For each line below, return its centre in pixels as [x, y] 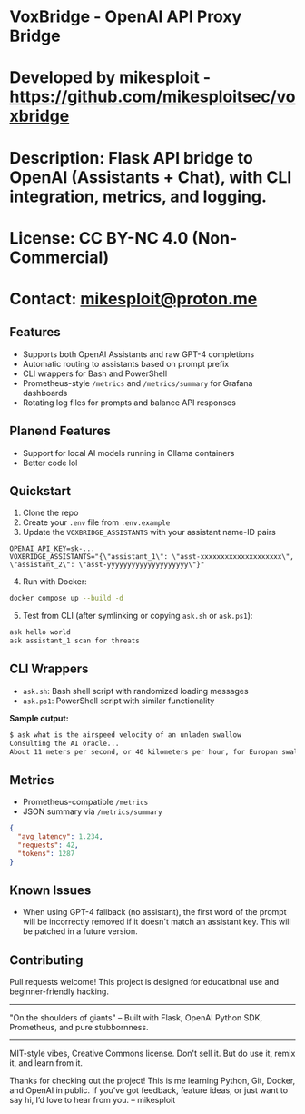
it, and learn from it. [46, 1063]
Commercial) [59, 257]
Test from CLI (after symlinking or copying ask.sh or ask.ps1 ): [138, 616]
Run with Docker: [55, 582]
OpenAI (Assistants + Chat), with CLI [151, 177]
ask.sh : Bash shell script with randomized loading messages [135, 691]
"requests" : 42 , [48, 845]
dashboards [45, 393]
